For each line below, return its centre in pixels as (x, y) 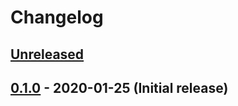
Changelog (57, 17)
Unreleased (47, 54)
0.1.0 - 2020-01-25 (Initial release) (119, 87)
